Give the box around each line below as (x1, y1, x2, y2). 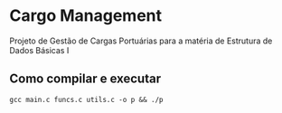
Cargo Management (9, 5, 163, 26)
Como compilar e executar (9, 71, 161, 87)
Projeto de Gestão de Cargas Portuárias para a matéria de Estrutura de (9, 35, 273, 46)
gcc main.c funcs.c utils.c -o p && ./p (9, 95, 164, 104)
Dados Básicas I (9, 44, 70, 55)
